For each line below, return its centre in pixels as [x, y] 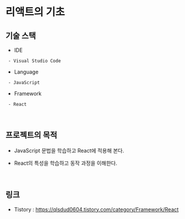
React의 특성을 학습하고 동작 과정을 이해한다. [66, 163]
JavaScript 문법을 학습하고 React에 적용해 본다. [69, 150]
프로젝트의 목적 [31, 135]
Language [26, 72]
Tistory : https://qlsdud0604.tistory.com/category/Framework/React [96, 209]
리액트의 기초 [35, 12]
